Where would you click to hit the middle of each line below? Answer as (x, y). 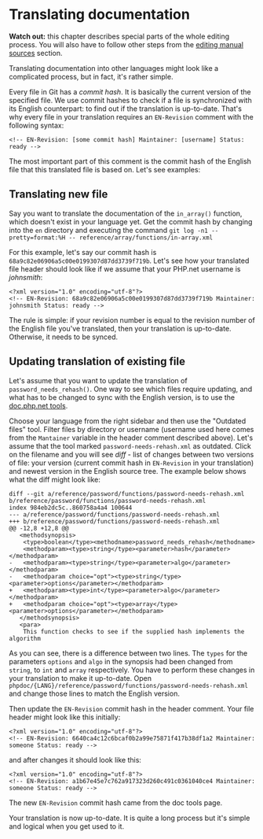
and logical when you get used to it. (67, 826)
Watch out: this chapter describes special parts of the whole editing (119, 36)
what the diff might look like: (55, 479)
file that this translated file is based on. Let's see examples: (105, 169)
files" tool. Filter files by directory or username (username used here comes (131, 429)
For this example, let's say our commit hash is (83, 252)
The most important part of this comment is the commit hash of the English (130, 161)
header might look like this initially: (65, 717)
